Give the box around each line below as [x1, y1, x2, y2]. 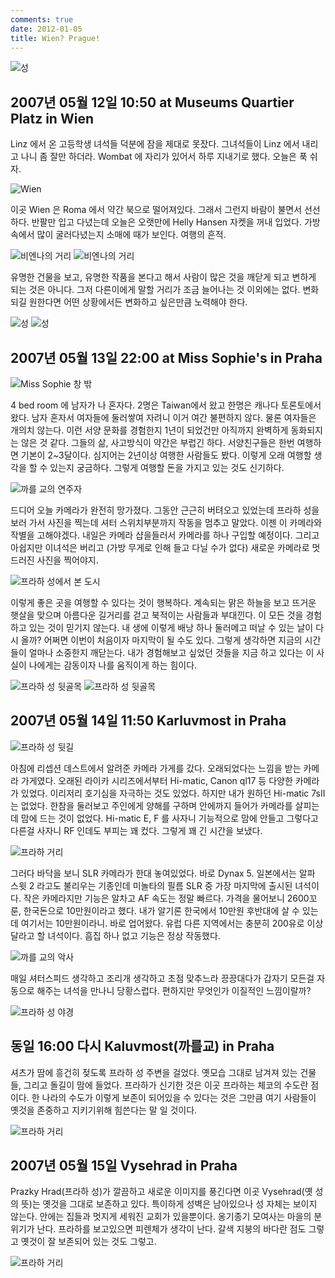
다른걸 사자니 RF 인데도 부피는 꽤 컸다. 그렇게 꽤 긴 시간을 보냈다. [10, 824, 263, 836]
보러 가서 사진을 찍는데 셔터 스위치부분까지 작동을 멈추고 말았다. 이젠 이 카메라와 [10, 517, 323, 528]
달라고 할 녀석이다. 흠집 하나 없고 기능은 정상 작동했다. [10, 929, 221, 941]
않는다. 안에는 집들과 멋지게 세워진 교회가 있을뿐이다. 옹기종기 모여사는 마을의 [10, 1211, 312, 1223]
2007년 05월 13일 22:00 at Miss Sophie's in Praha [10, 349, 323, 366]
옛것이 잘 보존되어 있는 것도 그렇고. [20, 1236, 157, 1248]
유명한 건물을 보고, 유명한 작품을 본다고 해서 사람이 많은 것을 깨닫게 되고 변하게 [10, 271, 317, 283]
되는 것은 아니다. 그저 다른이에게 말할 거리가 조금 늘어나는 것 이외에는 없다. [10, 284, 301, 296]
